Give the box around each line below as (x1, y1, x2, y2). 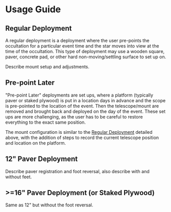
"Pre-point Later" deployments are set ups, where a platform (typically (5, 92, 154, 98)
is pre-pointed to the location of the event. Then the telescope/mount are (5, 103, 159, 109)
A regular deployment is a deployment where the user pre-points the (5, 37, 150, 43)
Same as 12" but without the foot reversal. (5, 202, 93, 208)
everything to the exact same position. (5, 119, 86, 125)
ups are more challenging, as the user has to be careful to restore (5, 113, 143, 120)
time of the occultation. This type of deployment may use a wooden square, (5, 49, 165, 54)
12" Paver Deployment (5, 155, 78, 163)
